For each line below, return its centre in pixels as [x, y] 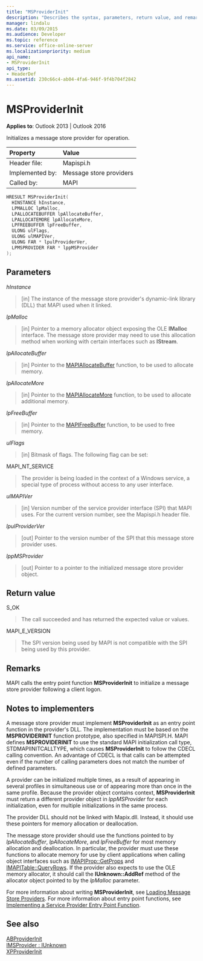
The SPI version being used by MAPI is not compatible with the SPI [104, 643]
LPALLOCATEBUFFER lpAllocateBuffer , [58, 214]
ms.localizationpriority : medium [48, 51]
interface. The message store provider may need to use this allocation [108, 335]
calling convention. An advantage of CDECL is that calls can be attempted [98, 755]
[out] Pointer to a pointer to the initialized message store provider [102, 567]
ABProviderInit [24, 939]
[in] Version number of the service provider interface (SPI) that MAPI [106, 508]
